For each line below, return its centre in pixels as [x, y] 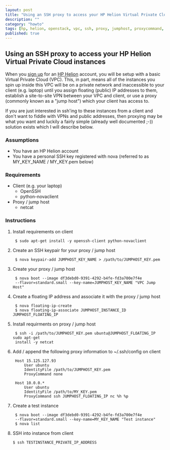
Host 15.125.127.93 [35, 361]
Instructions [21, 221]
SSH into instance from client [43, 433]
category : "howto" [25, 24]
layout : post [19, 10]
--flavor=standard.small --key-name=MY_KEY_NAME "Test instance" [85, 419]
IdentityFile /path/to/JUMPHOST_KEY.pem [67, 370]
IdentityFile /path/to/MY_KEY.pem [60, 392]
